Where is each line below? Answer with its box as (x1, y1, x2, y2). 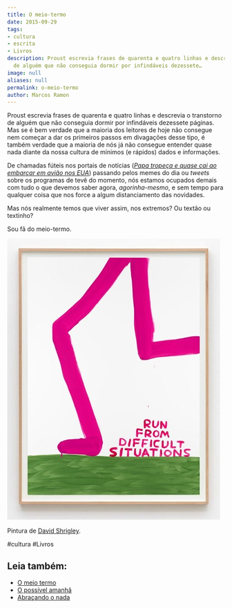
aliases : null (7, 77, 48, 84)
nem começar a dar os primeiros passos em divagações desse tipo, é (7, 133, 205, 142)
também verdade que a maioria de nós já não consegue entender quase (7, 140, 212, 149)
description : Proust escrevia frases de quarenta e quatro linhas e (7, 55, 209, 62)
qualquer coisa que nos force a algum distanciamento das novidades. (7, 191, 205, 199)
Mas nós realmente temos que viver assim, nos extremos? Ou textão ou (7, 204, 211, 212)
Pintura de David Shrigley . (7, 526, 81, 535)
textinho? (7, 212, 34, 220)
